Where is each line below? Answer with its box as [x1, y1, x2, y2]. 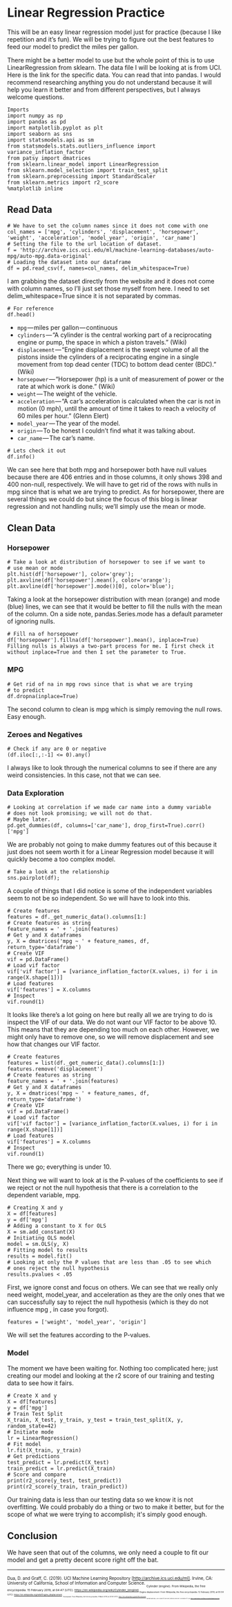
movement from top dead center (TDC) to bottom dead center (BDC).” [17, 360, 217, 368]
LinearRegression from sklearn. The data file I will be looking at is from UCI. [7, 63, 222, 71]
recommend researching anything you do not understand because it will [7, 78, 212, 86]
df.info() [7, 453, 36, 460]
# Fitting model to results [7, 1246, 88, 1254]
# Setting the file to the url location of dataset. [7, 241, 162, 247]
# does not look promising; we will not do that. [7, 810, 153, 817]
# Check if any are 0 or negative [7, 745, 107, 753]
